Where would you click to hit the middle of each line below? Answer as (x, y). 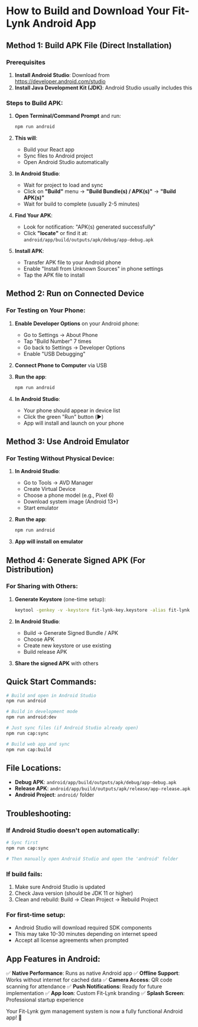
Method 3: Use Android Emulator (68, 442)
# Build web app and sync (38, 744)
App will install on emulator (49, 542)
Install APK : (29, 251)
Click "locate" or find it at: (56, 233)
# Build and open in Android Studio (51, 695)
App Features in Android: (53, 959)
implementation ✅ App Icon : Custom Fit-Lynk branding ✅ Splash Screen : (95, 993)
